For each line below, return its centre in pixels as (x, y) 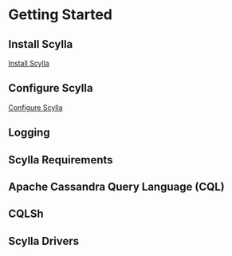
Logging (29, 133)
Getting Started (61, 15)
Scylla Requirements (61, 160)
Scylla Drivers (44, 241)
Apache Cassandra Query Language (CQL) (116, 186)
